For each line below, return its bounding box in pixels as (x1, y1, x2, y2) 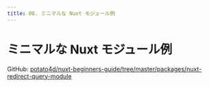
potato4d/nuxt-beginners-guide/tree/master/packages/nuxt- (29, 64, 202, 73)
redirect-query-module (7, 72, 72, 80)
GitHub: (7, 64, 29, 73)
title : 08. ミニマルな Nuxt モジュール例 (7, 10, 115, 17)
